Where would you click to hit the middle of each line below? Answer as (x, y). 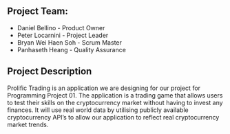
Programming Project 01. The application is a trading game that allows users (115, 95)
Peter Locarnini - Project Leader (63, 35)
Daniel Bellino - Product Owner (61, 27)
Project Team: (38, 11)
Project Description (50, 71)
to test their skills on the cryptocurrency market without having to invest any (115, 102)
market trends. (28, 124)
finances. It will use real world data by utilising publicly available (98, 110)
